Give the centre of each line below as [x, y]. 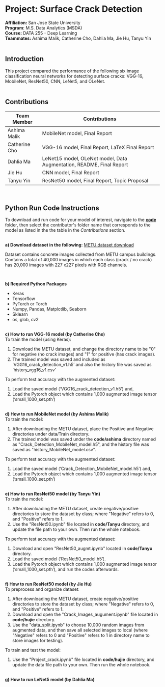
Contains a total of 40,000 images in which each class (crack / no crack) [79, 260]
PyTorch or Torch [30, 304]
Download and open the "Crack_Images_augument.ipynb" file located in [85, 614]
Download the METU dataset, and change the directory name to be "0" [84, 349]
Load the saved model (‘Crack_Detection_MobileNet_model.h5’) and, [82, 469]
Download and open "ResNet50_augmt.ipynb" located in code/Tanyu [82, 549]
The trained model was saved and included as [59, 359]
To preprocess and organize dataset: [42, 589]
